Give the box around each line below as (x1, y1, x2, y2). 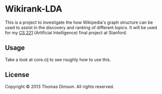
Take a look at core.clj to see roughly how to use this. (5, 57, 111, 63)
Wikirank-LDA (5, 3, 62, 15)
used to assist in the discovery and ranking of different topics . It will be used (5, 24, 157, 30)
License (5, 71, 29, 79)
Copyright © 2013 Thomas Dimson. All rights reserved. (5, 83, 115, 89)
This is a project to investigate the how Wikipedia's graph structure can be (5, 19, 153, 25)
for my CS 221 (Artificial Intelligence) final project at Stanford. (5, 30, 127, 35)
